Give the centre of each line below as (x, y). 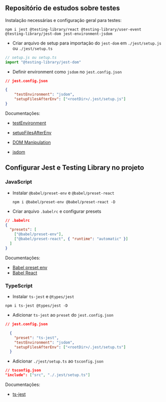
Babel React (25, 273)
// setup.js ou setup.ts (31, 57)
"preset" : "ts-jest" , (36, 338)
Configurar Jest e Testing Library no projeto (75, 168)
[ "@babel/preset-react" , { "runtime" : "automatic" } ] (71, 239)
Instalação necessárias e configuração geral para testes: (64, 20)
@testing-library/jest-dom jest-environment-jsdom (59, 34)
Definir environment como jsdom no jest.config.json (67, 71)
